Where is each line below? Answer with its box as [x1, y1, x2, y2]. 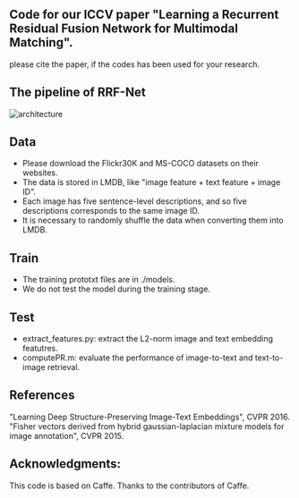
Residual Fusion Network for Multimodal [9, 21, 239, 37]
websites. [21, 167, 58, 178]
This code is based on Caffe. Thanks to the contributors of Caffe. [9, 480, 250, 491]
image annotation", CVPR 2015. [9, 430, 124, 441]
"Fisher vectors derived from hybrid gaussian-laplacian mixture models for [9, 420, 285, 432]
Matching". [9, 35, 73, 50]
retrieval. [47, 362, 81, 373]
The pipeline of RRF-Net [9, 85, 146, 100]
